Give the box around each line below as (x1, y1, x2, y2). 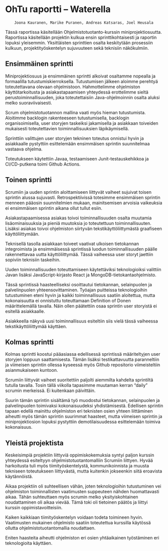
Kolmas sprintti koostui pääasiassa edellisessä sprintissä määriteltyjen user (5, 351, 160, 357)
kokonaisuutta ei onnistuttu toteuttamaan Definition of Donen (5, 297, 131, 303)
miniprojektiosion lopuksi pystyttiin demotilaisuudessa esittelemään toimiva (5, 419, 160, 425)
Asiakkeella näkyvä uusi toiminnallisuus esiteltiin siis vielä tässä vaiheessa (5, 318, 158, 324)
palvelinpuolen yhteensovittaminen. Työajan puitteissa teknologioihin (5, 287, 147, 293)
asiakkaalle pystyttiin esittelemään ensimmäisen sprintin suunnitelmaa (5, 140, 150, 146)
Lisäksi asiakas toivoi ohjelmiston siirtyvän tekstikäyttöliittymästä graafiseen (5, 225, 162, 231)
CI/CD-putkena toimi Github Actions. (5, 161, 81, 167)
